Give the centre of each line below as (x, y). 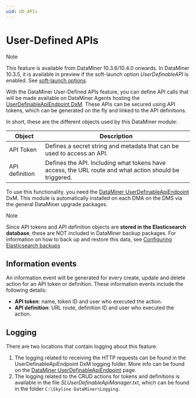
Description (116, 136)
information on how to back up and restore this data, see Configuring (89, 239)
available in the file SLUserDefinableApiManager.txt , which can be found (102, 383)
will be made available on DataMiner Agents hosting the (73, 98)
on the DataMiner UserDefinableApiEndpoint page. (75, 370)
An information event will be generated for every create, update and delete (96, 278)
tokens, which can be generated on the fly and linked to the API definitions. (96, 110)
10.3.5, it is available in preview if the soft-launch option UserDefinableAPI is (97, 74)
